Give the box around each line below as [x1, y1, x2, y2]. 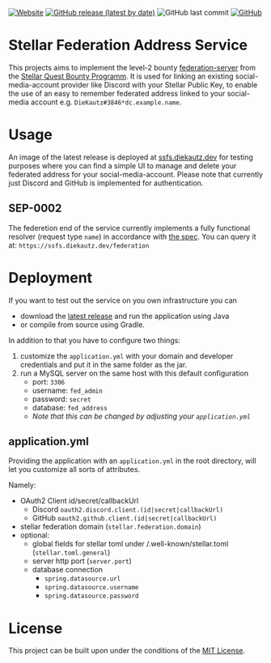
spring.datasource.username [44, 584, 139, 592]
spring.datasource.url [44, 575, 121, 583]
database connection [32, 565, 104, 575]
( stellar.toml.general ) [32, 547, 111, 558]
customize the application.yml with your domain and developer [19, 351, 234, 360]
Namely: [8, 480, 36, 490]
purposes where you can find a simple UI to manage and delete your [8, 160, 237, 170]
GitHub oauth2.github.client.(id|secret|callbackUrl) [32, 513, 218, 523]
